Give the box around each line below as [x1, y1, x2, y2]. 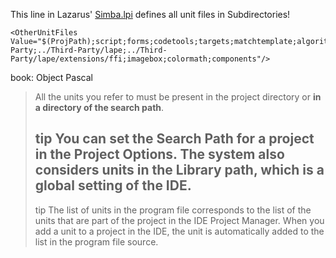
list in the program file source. [34, 235, 159, 248]
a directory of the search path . [34, 102, 165, 113]
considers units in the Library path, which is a [34, 162, 325, 179]
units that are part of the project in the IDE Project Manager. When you [34, 214, 325, 226]
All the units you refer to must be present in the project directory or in [34, 91, 322, 103]
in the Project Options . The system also [34, 146, 285, 163]
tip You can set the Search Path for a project [34, 130, 315, 148]
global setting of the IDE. [34, 177, 192, 194]
